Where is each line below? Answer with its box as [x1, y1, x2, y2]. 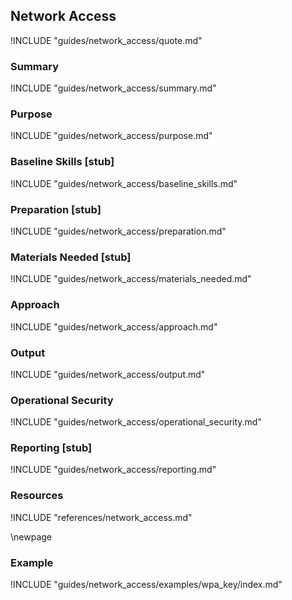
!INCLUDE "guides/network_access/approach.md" [10, 320, 218, 333]
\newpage [10, 530, 53, 543]
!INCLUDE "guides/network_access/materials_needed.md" [10, 273, 252, 285]
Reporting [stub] [10, 441, 93, 455]
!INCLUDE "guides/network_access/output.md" [10, 368, 206, 380]
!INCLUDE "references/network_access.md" [10, 511, 193, 523]
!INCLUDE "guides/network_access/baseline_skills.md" [10, 177, 238, 189]
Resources [10, 489, 64, 503]
